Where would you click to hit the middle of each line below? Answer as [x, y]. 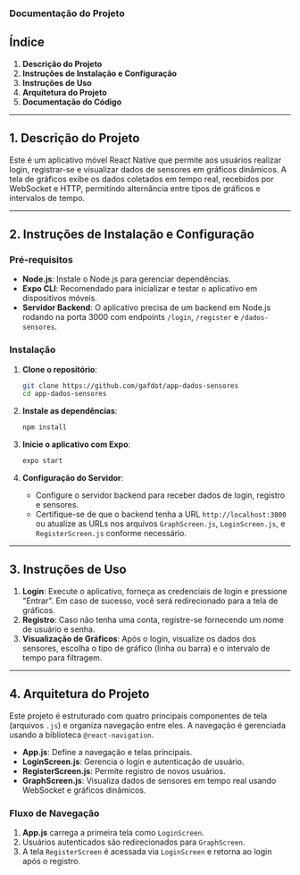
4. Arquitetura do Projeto [79, 694]
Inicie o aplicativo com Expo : [76, 444]
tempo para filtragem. [62, 657]
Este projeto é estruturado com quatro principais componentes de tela [138, 715]
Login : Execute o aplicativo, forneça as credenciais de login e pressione [154, 591]
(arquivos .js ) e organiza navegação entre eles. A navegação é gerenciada [148, 725]
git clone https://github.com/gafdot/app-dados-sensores [130, 386]
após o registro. [51, 861]
